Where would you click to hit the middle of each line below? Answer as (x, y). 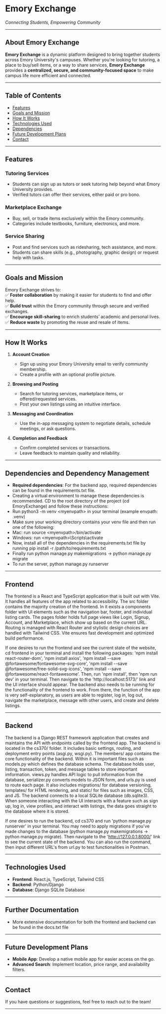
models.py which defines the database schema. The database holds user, (80, 764)
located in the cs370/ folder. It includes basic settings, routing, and (73, 748)
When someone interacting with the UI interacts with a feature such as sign (82, 801)
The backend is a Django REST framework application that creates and (77, 737)
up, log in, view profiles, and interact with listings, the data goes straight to (81, 806)
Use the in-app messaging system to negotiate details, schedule (85, 423)
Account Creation (31, 355)
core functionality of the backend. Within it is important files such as (75, 759)
